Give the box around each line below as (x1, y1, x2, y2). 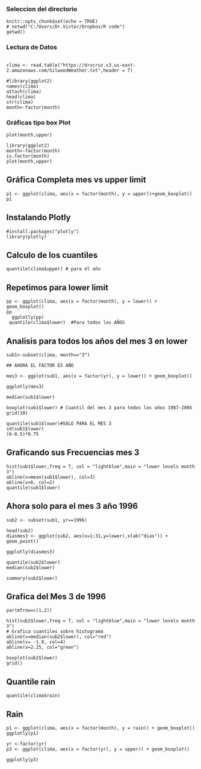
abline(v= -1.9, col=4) (6, 639, 66, 645)
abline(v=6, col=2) (6, 479, 55, 485)
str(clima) (6, 99, 34, 105)
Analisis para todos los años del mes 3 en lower (6, 336, 188, 346)
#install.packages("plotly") (6, 228, 79, 234)
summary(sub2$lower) (6, 575, 58, 581)
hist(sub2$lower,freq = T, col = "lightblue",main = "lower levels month (6, 618, 196, 624)
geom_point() (6, 538, 39, 544)
